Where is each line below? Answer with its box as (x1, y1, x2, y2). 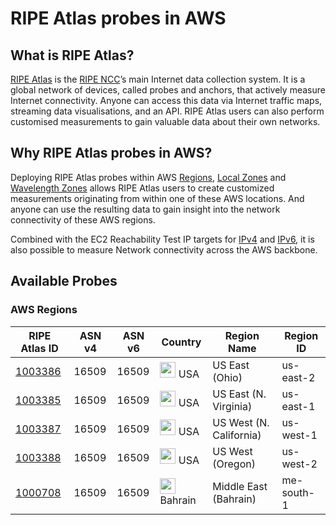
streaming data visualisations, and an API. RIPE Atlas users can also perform (10, 105, 325, 117)
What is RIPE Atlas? (10, 47, 135, 64)
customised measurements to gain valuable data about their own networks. (10, 116, 321, 127)
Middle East (212, 479, 268, 493)
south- (281, 485, 315, 499)
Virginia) (212, 399, 253, 413)
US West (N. (212, 415, 270, 429)
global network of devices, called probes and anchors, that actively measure (10, 84, 326, 96)
